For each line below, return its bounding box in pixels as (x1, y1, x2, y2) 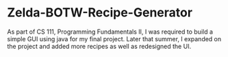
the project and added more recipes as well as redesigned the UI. (7, 42, 192, 50)
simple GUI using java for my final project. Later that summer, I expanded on (7, 34, 222, 43)
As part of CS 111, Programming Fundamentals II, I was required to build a (7, 27, 214, 36)
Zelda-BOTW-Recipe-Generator (7, 5, 193, 21)
